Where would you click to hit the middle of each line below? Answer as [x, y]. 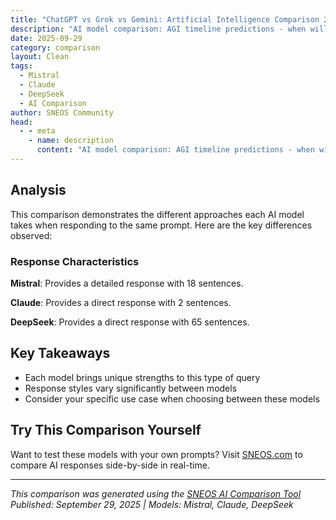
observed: [31, 235]
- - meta [37, 131]
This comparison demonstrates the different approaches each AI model [157, 214]
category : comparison [55, 47]
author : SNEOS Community [62, 112]
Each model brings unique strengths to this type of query [142, 377]
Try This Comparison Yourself [106, 430]
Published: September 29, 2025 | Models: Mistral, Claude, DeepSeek [152, 504]
